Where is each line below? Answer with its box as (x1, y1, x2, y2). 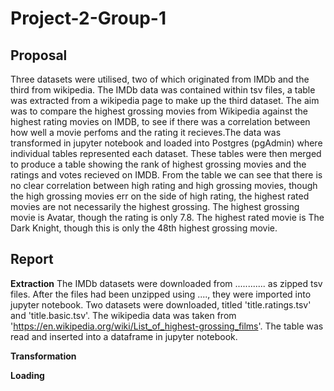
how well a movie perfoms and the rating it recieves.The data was (10, 127, 282, 138)
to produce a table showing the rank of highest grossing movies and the (10, 158, 307, 170)
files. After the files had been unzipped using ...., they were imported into (10, 288, 312, 300)
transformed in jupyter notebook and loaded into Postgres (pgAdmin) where (10, 137, 323, 149)
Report (10, 251, 54, 268)
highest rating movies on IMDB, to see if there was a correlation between (10, 116, 311, 127)
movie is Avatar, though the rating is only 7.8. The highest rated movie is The (10, 212, 325, 223)
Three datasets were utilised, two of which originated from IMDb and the (10, 73, 310, 85)
